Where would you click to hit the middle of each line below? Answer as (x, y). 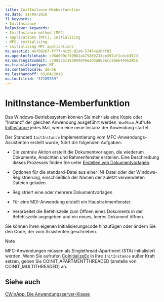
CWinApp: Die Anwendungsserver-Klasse (48, 294)
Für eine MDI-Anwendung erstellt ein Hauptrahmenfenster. (72, 201)
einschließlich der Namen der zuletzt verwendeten (93, 177)
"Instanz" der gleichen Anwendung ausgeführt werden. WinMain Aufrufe (78, 122)
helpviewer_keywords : (27, 28)
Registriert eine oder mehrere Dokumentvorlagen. (63, 192)
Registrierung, (27, 177)
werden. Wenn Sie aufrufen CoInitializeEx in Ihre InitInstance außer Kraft (80, 256)
